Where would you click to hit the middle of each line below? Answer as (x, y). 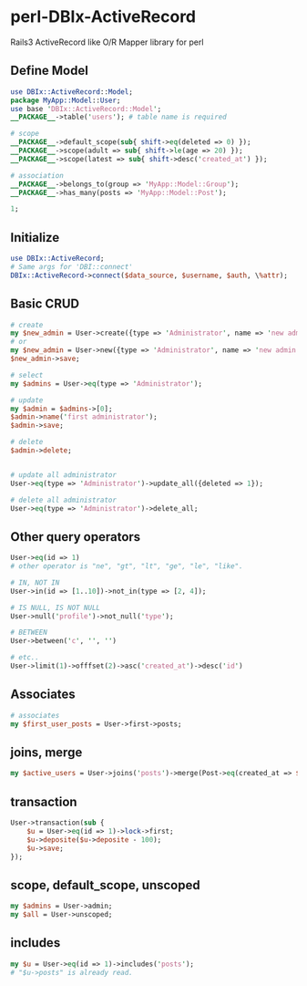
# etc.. (25, 658)
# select (27, 375)
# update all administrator (64, 475)
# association (37, 175)
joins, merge (46, 752)
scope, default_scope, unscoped (105, 885)
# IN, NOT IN (35, 582)
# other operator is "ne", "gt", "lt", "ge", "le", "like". (127, 566)
